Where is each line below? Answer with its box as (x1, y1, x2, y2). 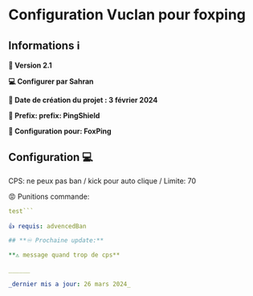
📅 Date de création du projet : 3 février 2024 (8, 95, 158, 105)
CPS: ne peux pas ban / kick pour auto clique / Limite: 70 (8, 175, 197, 186)
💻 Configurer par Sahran (8, 76, 94, 86)
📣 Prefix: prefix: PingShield (8, 111, 100, 120)
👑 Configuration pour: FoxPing (8, 126, 112, 136)
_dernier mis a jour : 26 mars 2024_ (8, 280, 131, 289)
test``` (8, 207, 35, 215)
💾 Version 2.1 (8, 60, 52, 70)
